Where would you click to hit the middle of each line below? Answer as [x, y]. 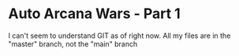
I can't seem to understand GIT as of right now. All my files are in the [119, 35]
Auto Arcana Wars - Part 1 [95, 14]
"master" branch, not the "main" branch [73, 43]
